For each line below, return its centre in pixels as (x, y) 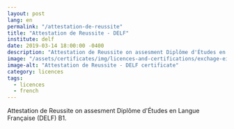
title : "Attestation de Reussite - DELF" (68, 33)
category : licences (36, 71)
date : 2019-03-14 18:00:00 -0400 (56, 46)
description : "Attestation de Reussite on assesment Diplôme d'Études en (117, 53)
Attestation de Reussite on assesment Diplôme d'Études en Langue (103, 111)
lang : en (20, 20)
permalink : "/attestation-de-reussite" (65, 26)
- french (26, 91)
